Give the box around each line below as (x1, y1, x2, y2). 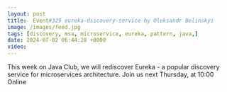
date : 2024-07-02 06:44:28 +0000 (7, 37, 106, 44)
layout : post (7, 10, 46, 18)
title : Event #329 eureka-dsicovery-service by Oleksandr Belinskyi (7, 17, 214, 24)
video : (7, 43, 27, 50)
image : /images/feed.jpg (7, 23, 81, 30)
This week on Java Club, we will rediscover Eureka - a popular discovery (7, 63, 220, 71)
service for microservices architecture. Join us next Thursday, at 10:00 (7, 70, 214, 79)
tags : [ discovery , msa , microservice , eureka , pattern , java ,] (7, 30, 199, 38)
